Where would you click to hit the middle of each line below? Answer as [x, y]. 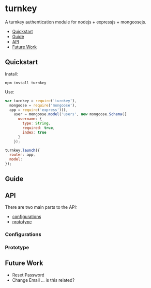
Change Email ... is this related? [43, 280]
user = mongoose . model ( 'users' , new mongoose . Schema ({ [70, 114]
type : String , [37, 124]
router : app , [23, 155]
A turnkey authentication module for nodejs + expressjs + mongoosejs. [76, 22]
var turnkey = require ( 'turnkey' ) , [41, 101]
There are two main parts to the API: [41, 207]
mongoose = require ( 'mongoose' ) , [43, 105]
